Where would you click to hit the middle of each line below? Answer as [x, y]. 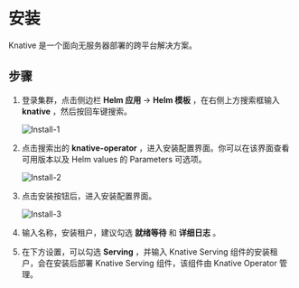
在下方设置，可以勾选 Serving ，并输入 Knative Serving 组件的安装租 [149, 251]
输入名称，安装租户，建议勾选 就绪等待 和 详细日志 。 [121, 232]
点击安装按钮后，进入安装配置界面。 [89, 196]
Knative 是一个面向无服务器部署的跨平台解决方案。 [103, 45]
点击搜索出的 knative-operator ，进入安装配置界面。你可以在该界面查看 [155, 148]
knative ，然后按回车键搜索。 [77, 111]
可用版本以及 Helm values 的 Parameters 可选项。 [114, 159]
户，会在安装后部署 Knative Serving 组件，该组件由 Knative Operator [149, 263]
